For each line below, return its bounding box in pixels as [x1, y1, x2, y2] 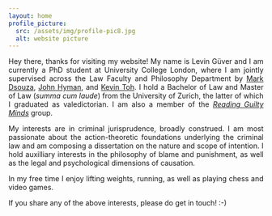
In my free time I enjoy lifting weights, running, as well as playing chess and [8, 174, 264, 184]
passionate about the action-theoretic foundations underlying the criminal [8, 133, 264, 142]
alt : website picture [15, 34, 89, 43]
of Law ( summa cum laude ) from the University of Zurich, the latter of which [8, 91, 265, 101]
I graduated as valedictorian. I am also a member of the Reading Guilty [8, 100, 265, 109]
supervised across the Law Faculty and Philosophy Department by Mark [8, 74, 264, 83]
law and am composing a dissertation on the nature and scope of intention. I [8, 141, 264, 150]
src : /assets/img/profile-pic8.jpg [15, 27, 136, 35]
